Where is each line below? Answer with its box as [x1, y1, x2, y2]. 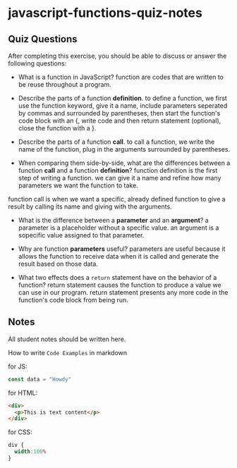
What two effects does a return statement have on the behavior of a [18, 273, 217, 281]
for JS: [8, 362, 28, 371]
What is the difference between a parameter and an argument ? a [18, 216, 209, 224]
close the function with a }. [18, 124, 97, 132]
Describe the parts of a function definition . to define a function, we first [18, 94, 228, 102]
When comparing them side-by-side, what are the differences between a [18, 159, 231, 167]
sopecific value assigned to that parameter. [18, 231, 145, 239]
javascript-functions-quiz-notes [8, 5, 203, 21]
